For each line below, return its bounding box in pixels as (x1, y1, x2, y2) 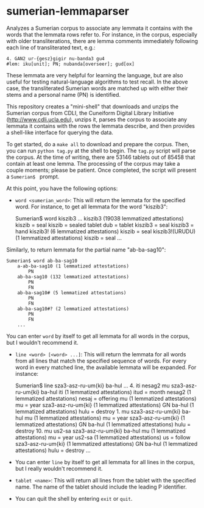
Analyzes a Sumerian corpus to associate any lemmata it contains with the (6, 24, 193, 32)
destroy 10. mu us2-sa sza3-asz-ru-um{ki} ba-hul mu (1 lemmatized (15, 427, 186, 434)
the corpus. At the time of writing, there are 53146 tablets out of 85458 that (6, 153, 195, 161)
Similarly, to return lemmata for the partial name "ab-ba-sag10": (6, 245, 166, 253)
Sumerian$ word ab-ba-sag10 (6, 258, 78, 264)
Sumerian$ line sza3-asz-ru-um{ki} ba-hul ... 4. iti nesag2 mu (15, 382, 170, 389)
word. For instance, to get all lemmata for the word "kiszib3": (15, 203, 168, 210)
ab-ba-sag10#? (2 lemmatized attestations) (17, 306, 130, 312)
